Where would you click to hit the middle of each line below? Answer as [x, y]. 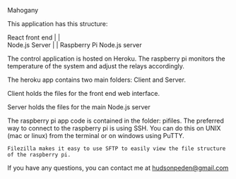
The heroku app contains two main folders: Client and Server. [96, 80]
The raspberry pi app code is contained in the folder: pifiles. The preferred [116, 121]
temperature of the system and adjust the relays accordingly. [96, 66]
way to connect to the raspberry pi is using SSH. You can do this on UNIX [114, 128]
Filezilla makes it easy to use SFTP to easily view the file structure [117, 149]
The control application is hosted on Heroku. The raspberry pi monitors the [116, 58]
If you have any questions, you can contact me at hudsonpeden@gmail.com [118, 168]
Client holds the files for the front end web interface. [84, 93]
